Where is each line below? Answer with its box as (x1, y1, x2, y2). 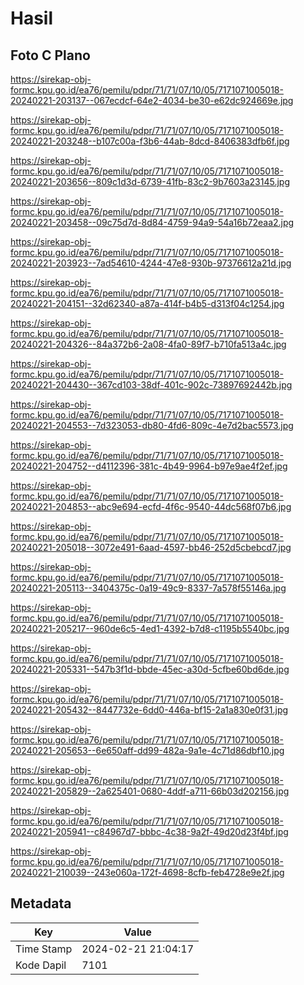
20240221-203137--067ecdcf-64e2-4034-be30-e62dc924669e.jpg (10, 95, 294, 106)
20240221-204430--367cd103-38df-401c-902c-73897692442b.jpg (10, 379, 293, 391)
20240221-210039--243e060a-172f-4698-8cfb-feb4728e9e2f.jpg (10, 867, 285, 878)
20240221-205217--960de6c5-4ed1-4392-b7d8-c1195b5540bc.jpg (10, 623, 290, 634)
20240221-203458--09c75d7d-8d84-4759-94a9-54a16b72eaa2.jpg (10, 217, 295, 228)
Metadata (10, 895, 72, 912)
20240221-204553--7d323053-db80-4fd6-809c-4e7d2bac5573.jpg (10, 420, 294, 431)
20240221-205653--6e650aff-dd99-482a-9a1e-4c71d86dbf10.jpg (10, 745, 285, 756)
